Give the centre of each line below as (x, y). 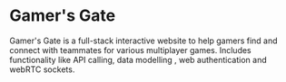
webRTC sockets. (42, 69)
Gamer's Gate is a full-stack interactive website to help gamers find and (144, 41)
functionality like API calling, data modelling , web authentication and (138, 59)
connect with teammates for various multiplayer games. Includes (130, 50)
